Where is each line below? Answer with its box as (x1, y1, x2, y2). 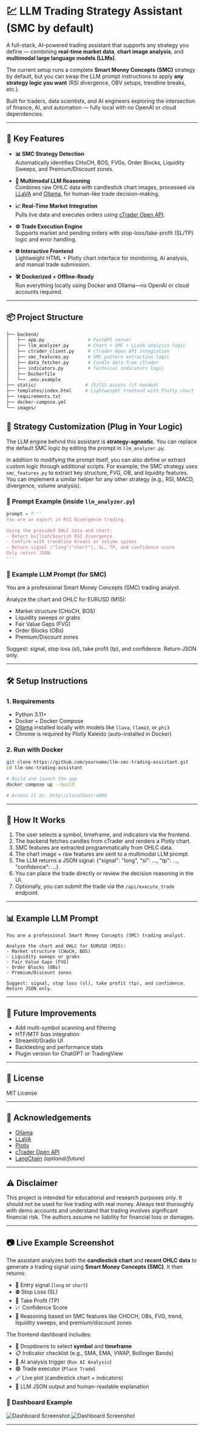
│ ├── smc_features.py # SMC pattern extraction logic (6, 354, 170, 360)
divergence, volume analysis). (6, 482, 81, 489)
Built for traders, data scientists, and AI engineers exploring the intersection (6, 97, 195, 105)
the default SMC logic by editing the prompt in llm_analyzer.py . (6, 444, 166, 451)
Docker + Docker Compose (15, 717, 84, 724)
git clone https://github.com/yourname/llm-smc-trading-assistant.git (6, 759, 189, 766)
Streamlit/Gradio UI (15, 1037, 64, 1044)
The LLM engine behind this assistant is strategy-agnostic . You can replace (6, 438, 197, 445)
